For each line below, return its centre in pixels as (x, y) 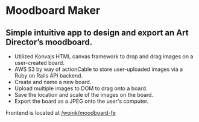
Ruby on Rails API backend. (48, 75)
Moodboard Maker (53, 11)
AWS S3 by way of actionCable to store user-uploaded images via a (99, 69)
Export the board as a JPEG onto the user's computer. (81, 101)
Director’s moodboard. (49, 42)
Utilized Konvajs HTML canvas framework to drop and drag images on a (104, 56)
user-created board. (39, 63)
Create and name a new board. (53, 82)
